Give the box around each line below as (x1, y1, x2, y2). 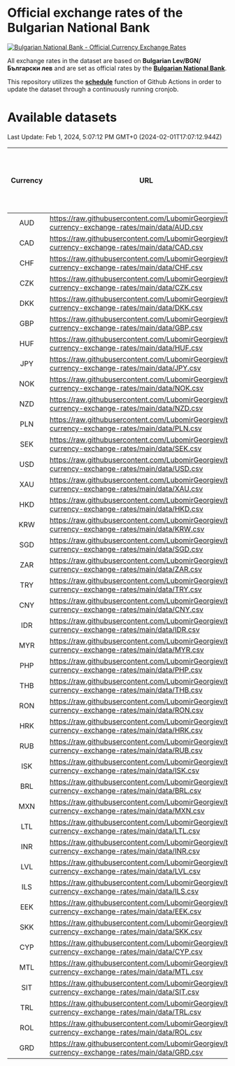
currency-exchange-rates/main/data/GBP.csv (49, 323, 203, 332)
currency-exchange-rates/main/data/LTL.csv (49, 826, 201, 836)
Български (7, 64, 41, 72)
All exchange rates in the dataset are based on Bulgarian (7, 56, 171, 64)
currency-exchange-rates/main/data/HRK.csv (49, 725, 203, 735)
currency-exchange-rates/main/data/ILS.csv (49, 886, 199, 896)
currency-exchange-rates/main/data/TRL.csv (49, 1007, 201, 1016)
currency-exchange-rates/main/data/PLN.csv (49, 423, 203, 433)
